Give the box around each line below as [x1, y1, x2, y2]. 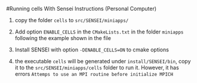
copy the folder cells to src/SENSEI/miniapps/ [14, 17, 129, 23]
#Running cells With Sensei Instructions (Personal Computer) [6, 5, 157, 12]
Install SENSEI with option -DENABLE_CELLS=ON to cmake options [14, 46, 169, 53]
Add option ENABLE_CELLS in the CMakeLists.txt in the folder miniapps [14, 28, 184, 35]
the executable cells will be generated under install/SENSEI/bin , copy [14, 58, 191, 64]
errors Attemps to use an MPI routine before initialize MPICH [14, 70, 173, 77]
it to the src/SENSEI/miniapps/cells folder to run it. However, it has [14, 64, 179, 71]
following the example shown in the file [14, 35, 112, 41]
